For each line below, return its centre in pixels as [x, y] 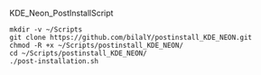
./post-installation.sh [54, 61]
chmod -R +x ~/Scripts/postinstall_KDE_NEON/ [96, 45]
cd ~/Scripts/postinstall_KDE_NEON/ [78, 53]
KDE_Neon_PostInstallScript [61, 13]
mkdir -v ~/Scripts [46, 30]
